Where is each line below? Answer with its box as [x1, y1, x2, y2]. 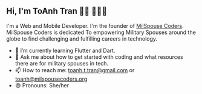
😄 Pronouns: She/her [15, 81, 70, 89]
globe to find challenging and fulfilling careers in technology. [6, 35, 158, 42]
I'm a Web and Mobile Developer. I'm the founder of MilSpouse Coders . [6, 22, 184, 29]
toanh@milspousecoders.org [15, 75, 88, 82]
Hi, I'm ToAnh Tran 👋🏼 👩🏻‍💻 [6, 6, 108, 16]
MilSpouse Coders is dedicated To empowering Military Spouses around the [6, 29, 197, 36]
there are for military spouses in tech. [15, 59, 109, 67]
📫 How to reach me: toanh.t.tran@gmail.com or [15, 66, 135, 73]
